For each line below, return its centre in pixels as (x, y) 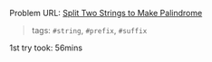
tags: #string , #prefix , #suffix (89, 30)
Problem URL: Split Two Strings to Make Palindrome (106, 13)
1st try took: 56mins (46, 48)
